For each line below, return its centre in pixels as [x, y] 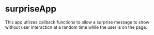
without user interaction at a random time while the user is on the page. [76, 27]
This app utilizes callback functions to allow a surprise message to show [77, 22]
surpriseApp [31, 9]
